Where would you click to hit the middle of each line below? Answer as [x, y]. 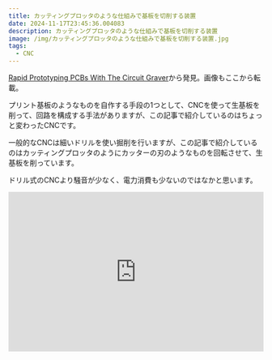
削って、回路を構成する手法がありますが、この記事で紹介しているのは [125, 115]
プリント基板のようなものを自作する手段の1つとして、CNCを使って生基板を [134, 105]
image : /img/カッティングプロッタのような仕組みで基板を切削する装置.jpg [119, 39]
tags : [17, 46]
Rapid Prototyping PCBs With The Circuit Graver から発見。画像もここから [131, 77]
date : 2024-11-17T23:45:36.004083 [67, 24]
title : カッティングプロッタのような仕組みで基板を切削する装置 [102, 16]
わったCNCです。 [51, 125]
